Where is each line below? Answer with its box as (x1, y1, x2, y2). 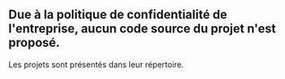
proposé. (8, 35, 60, 50)
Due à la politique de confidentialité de (8, 7, 228, 22)
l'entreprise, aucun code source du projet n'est (8, 22, 277, 37)
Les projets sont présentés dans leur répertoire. (8, 58, 185, 70)
